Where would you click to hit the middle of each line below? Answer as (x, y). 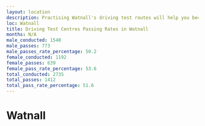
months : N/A (21, 35)
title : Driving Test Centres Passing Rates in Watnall (77, 29)
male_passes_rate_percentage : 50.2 (52, 52)
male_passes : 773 (28, 46)
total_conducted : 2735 (35, 74)
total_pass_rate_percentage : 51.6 (50, 86)
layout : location (28, 12)
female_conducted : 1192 (37, 57)
